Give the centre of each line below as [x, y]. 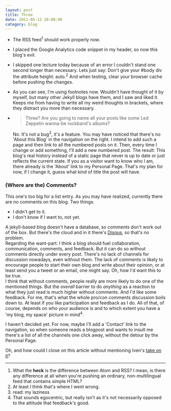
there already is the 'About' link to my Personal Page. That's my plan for [88, 167]
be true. [13, 275]
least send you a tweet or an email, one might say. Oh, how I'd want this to [83, 270]
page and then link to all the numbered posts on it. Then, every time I [85, 145]
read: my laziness [31, 392]
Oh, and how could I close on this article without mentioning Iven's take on [83, 350]
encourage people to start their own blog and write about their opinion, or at [85, 265]
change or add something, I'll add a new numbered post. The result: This [89, 150]
